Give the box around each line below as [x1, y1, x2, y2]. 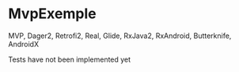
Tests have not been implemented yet [8, 55, 131, 64]
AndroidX [8, 39, 40, 48]
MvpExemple [8, 5, 97, 23]
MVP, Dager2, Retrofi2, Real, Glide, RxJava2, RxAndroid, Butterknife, [8, 31, 232, 40]
